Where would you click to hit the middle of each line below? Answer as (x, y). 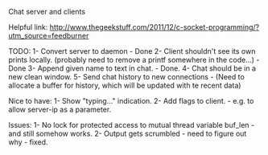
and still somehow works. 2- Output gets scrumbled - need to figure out (128, 133)
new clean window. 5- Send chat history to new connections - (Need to (127, 77)
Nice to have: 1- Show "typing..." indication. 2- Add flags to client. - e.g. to (131, 101)
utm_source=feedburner (49, 36)
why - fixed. (28, 142)
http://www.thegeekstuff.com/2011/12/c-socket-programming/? (155, 27)
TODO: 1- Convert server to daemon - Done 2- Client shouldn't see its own (132, 51)
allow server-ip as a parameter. (60, 109)
